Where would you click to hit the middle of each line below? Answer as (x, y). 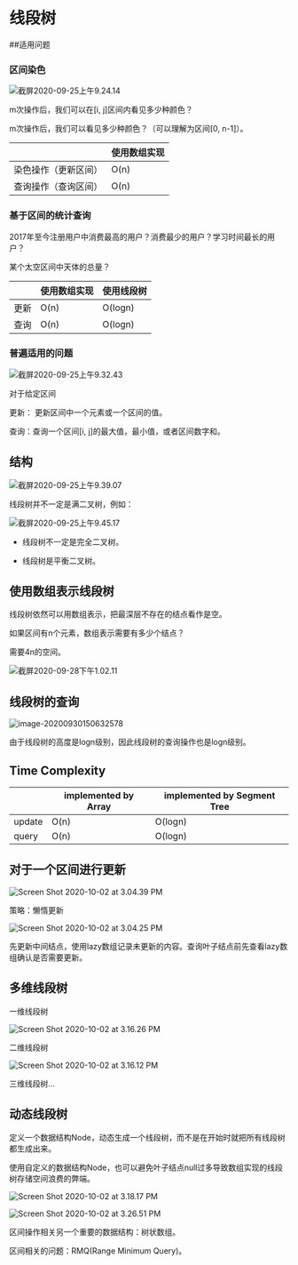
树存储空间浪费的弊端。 (52, 1178)
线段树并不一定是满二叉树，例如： (71, 504)
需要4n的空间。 (38, 652)
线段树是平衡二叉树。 (61, 560)
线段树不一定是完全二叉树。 (73, 541)
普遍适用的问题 (41, 354)
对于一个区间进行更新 (67, 870)
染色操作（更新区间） (59, 170)
